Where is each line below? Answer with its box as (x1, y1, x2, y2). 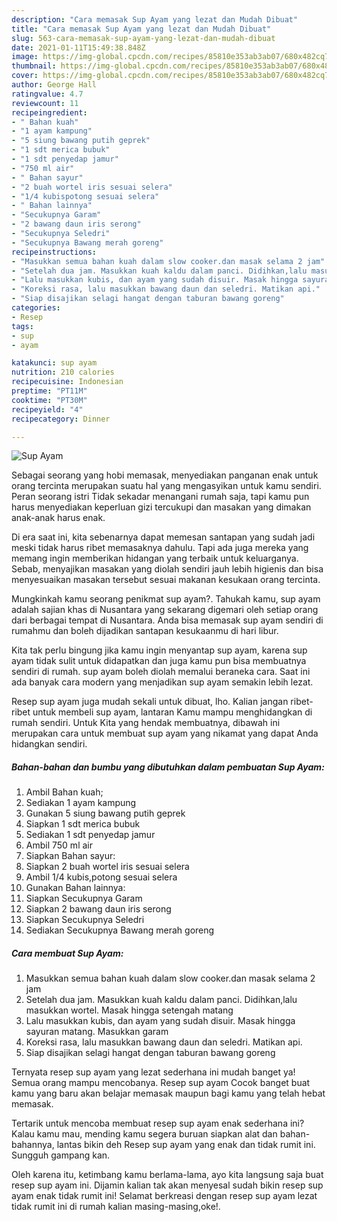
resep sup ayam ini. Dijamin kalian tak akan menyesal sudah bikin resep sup (11, 1179, 324, 1191)
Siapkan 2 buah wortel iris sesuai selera (25, 861, 190, 873)
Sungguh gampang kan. (11, 1149, 111, 1161)
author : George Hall (11, 80, 98, 90)
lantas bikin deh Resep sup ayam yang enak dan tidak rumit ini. (56, 1139, 316, 1151)
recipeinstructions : (11, 247, 98, 257)
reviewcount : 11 (11, 98, 79, 108)
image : (11, 52, 39, 62)
